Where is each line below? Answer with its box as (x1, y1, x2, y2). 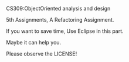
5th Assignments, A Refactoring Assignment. (6, 16, 114, 23)
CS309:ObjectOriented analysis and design (6, 5, 111, 12)
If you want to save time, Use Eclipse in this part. (6, 27, 124, 35)
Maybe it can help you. (6, 39, 62, 46)
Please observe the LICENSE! (6, 50, 77, 57)
